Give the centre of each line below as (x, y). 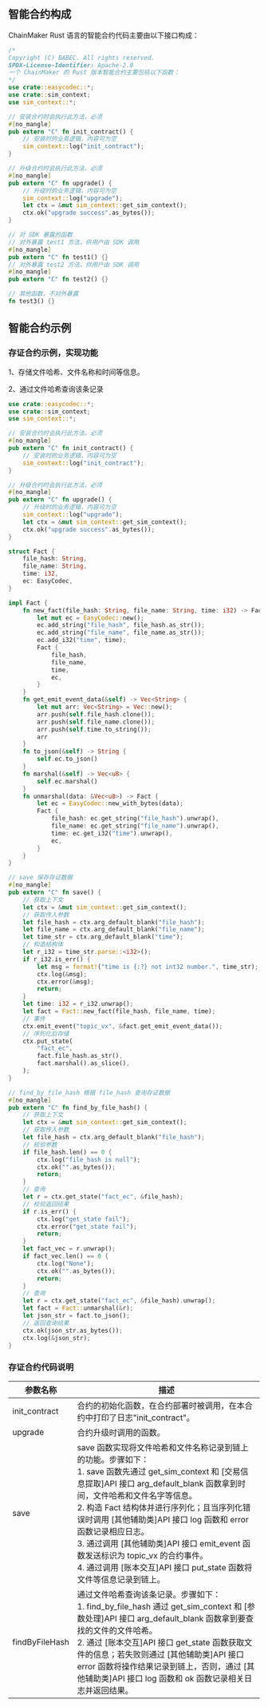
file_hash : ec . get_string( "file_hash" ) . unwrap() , (135, 819)
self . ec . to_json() (67, 759)
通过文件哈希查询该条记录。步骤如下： (149, 1594)
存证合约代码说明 (41, 1367)
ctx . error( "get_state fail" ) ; (87, 1226)
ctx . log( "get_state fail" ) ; (83, 1219)
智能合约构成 (40, 14)
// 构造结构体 (43, 945)
